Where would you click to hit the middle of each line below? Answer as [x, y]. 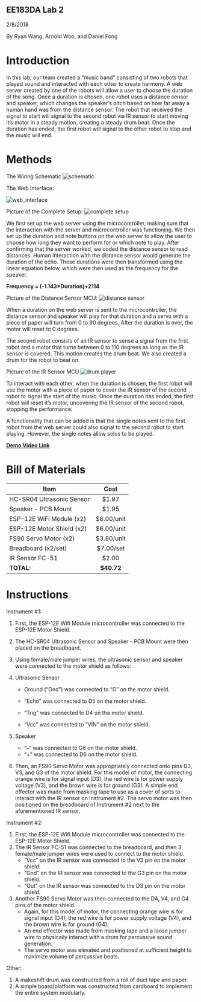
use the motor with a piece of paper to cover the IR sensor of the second [96, 390]
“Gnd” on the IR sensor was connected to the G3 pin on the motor [106, 873]
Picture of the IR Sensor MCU [43, 372]
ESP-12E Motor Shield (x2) [48, 528]
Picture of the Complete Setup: [45, 212]
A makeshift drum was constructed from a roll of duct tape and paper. [101, 980]
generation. [38, 943]
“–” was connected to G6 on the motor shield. [80, 748]
